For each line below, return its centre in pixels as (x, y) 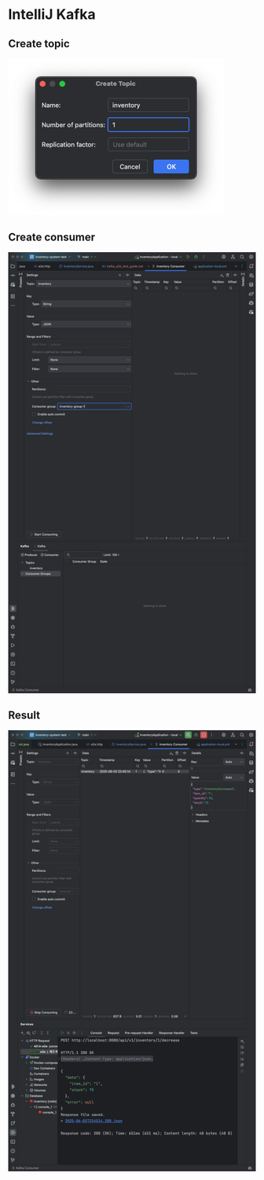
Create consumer (52, 237)
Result (24, 716)
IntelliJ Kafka (52, 15)
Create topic (39, 44)
